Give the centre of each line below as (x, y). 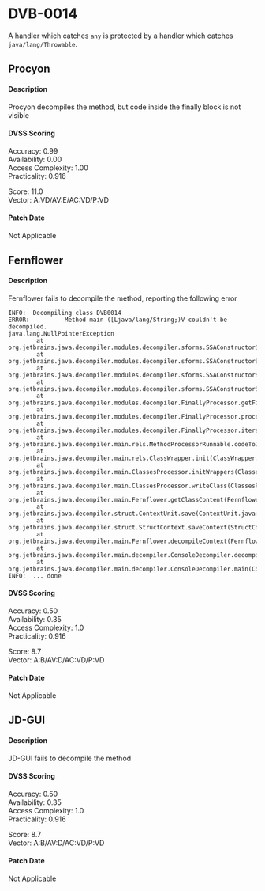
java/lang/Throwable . (43, 44)
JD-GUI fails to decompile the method (70, 758)
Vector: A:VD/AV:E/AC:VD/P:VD (58, 199)
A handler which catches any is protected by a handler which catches (121, 36)
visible (19, 115)
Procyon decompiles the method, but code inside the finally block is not (125, 107)
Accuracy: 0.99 (33, 150)
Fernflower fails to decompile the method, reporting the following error (123, 298)
